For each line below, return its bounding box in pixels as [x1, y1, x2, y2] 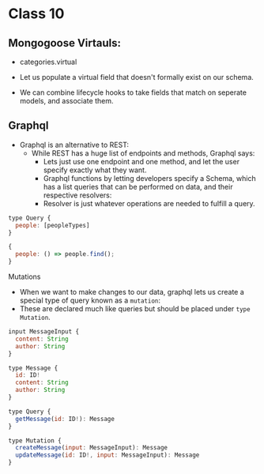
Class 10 [8, 5, 65, 23]
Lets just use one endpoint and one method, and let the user [43, 156, 239, 166]
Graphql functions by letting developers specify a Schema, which [43, 173, 256, 182]
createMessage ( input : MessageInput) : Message [15, 444, 168, 452]
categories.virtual [19, 57, 77, 66]
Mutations [8, 272, 41, 281]
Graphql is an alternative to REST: [19, 140, 129, 149]
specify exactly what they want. [43, 165, 147, 175]
